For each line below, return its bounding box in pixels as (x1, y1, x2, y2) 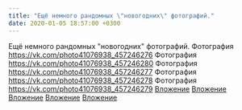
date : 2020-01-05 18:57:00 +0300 (8, 19, 121, 27)
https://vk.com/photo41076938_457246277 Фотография (8, 67, 198, 76)
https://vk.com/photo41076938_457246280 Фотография (8, 58, 198, 68)
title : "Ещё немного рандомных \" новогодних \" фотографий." (8, 11, 215, 20)
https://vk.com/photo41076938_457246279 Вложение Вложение (8, 84, 227, 93)
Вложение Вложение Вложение (8, 92, 118, 102)
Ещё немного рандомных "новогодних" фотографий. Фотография (8, 41, 234, 51)
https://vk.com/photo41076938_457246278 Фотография (8, 75, 198, 85)
